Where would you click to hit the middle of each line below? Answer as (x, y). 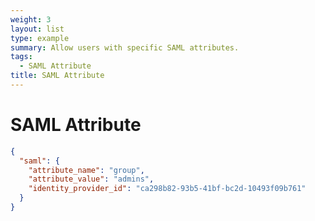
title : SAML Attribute (57, 76)
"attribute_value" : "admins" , (91, 179)
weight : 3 (31, 19)
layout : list (37, 29)
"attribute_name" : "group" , (86, 170)
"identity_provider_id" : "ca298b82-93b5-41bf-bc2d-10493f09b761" (167, 189)
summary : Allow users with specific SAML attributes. (125, 47)
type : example (40, 38)
